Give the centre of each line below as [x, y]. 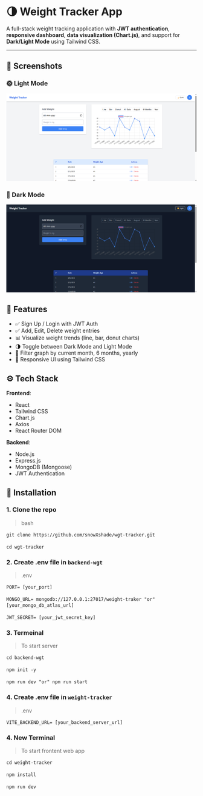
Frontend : [19, 393]
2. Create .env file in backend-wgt [54, 562]
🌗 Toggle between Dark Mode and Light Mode [73, 347]
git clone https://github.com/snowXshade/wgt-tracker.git [81, 535]
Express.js [28, 461]
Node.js [25, 454]
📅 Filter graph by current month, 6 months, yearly [76, 353]
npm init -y [21, 670]
